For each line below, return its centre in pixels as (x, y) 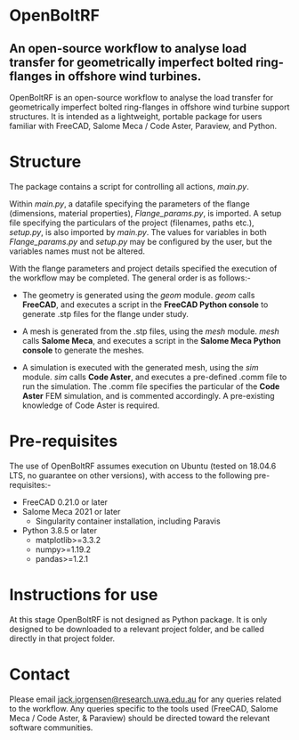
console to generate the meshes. (83, 350)
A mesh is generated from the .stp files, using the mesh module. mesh (151, 331)
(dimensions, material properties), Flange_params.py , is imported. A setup (145, 213)
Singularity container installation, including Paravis (128, 521)
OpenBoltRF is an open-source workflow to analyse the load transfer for (141, 98)
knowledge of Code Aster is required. (91, 405)
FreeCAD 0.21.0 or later (65, 502)
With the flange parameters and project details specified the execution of (143, 268)
